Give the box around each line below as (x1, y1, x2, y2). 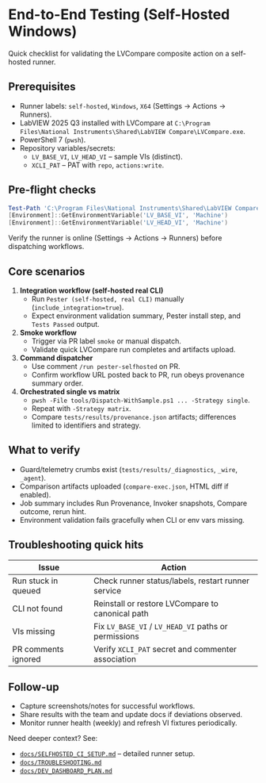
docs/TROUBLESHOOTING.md (19, 759, 102, 767)
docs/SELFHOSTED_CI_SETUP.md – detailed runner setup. (19, 749, 196, 758)
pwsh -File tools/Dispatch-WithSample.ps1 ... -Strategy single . (31, 395, 251, 405)
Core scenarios (8, 264, 85, 278)
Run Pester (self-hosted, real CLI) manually (31, 294, 184, 303)
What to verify (8, 443, 81, 457)
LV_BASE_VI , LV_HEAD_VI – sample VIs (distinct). (31, 152, 184, 161)
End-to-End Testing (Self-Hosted (8, 6, 230, 24)
